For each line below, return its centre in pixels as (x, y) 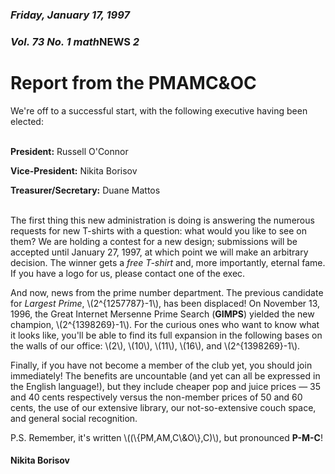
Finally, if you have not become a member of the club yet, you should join (161, 365)
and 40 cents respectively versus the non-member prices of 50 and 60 (156, 397)
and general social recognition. (74, 418)
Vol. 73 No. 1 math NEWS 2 (75, 41)
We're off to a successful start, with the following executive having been (159, 110)
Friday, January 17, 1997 (70, 15)
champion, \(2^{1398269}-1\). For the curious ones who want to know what (165, 324)
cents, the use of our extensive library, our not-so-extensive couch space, (163, 407)
